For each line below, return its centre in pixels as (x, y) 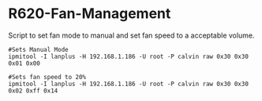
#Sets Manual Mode (38, 49)
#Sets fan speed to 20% (47, 77)
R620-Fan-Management (90, 14)
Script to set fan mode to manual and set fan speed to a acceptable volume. (131, 35)
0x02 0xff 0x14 (33, 91)
